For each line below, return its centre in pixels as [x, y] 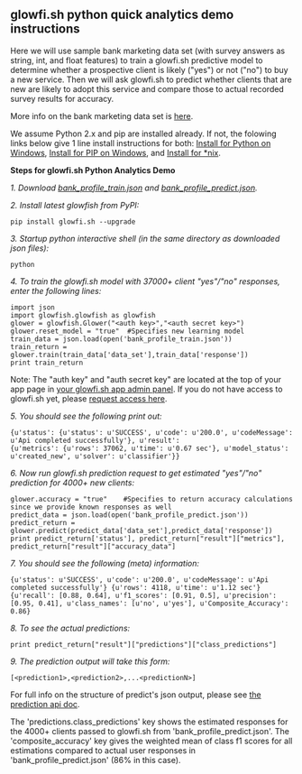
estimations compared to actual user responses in [103, 750]
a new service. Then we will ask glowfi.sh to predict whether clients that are [151, 79]
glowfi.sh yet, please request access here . [89, 398]
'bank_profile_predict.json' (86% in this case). [96, 760]
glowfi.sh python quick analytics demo [122, 15]
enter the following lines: [56, 290]
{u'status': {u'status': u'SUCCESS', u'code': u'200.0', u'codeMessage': [152, 432]
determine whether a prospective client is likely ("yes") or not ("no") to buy [149, 69]
